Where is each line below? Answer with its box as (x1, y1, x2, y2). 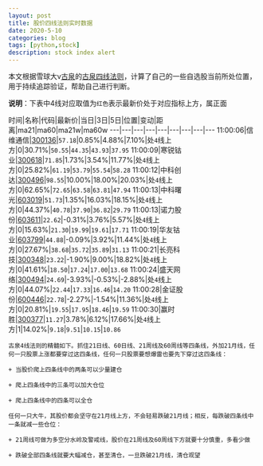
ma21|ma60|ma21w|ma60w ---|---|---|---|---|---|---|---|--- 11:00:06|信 (17, 125, 253, 135)
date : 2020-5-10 (8, 26, 62, 34)
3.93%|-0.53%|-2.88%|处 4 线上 (69, 275, 173, 284)
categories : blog (8, 33, 66, 42)
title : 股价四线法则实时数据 (8, 19, 93, 27)
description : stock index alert (8, 49, 116, 57)
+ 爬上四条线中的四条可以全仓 (8, 397, 93, 405)
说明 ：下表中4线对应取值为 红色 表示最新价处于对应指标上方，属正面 (8, 99, 227, 108)
